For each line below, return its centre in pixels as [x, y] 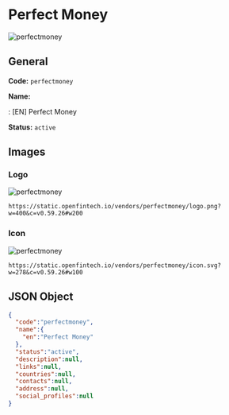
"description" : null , [49, 359]
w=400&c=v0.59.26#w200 [46, 213]
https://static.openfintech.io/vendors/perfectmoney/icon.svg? [115, 265]
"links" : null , [38, 367]
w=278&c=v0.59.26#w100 [46, 272]
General [29, 62]
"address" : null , [42, 389]
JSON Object [41, 297]
